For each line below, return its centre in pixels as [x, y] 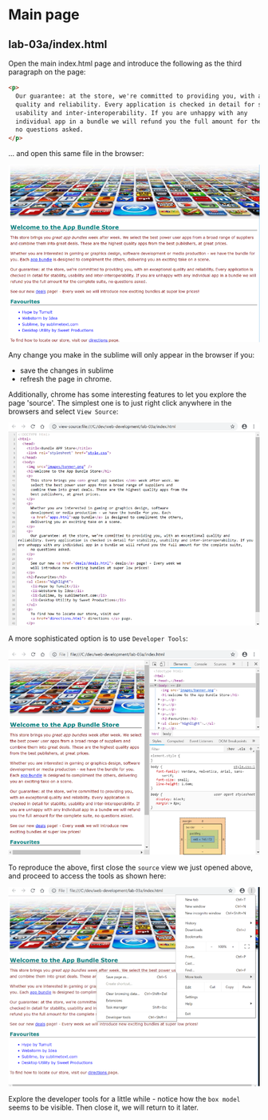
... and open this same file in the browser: [76, 154]
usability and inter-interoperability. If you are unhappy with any [132, 113]
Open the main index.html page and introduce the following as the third [125, 63]
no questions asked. [49, 130]
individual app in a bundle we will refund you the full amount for [132, 122]
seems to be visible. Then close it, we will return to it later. [104, 1108]
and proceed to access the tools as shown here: [87, 876]
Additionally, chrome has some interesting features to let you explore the [128, 394]
